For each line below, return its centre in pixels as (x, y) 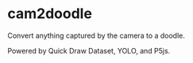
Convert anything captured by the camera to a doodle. (96, 35)
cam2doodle (50, 14)
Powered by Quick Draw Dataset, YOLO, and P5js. (89, 50)
